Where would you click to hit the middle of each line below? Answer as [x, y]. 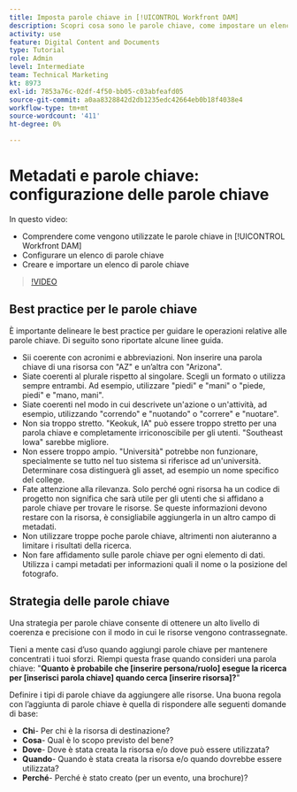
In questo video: [38, 219]
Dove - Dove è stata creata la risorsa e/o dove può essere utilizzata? [145, 750]
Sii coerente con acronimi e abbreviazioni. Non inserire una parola [142, 357]
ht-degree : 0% [35, 125]
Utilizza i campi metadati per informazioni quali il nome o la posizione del [154, 564]
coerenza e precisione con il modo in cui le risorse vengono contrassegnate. [148, 632]
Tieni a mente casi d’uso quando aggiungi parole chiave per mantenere [138, 649]
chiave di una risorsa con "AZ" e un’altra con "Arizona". [122, 366]
